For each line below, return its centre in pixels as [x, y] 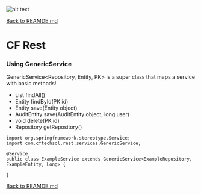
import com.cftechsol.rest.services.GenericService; [74, 144]
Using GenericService [39, 64]
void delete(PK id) [37, 121]
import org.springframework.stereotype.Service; [68, 138]
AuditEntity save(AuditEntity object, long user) [72, 114]
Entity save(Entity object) [46, 108]
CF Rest [26, 45]
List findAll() [30, 95]
